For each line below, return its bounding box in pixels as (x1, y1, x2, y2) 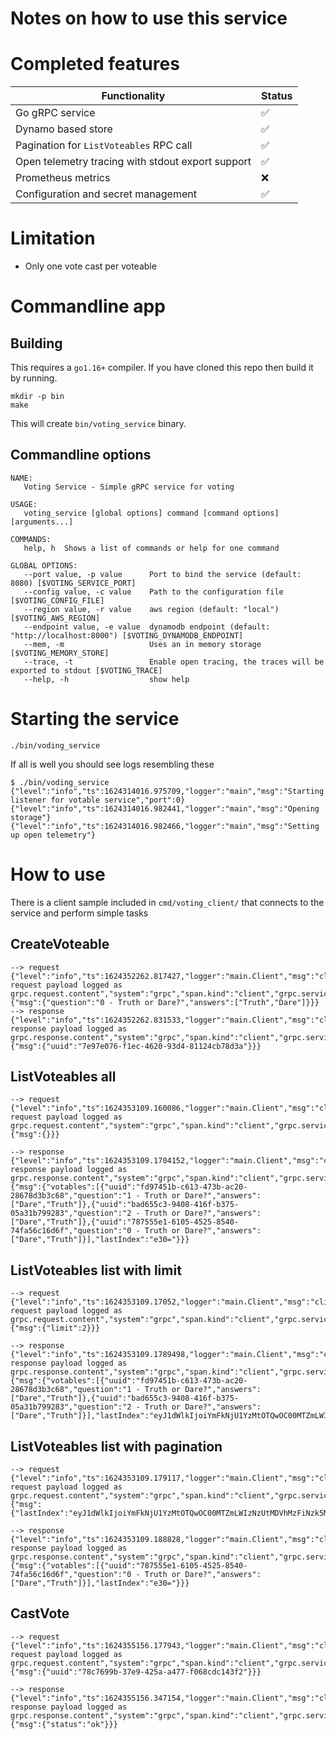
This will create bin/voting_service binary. (10, 418, 187, 430)
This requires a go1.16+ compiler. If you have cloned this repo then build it (10, 362, 314, 374)
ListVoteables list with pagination (10, 1438, 223, 1455)
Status (261, 89, 293, 103)
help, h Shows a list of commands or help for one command (23, 543, 280, 553)
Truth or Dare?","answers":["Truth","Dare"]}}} (117, 997, 320, 1007)
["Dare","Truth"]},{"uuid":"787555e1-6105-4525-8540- (10, 1217, 240, 1227)
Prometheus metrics (15, 171, 111, 185)
